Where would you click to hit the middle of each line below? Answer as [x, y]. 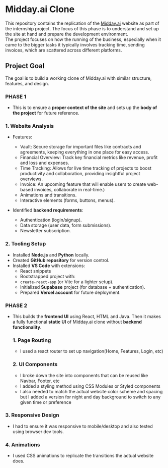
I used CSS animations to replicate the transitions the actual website [83, 456]
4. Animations [23, 444]
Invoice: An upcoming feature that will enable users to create [83, 184]
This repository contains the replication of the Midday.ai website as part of [82, 23]
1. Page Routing [32, 340]
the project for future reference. [46, 113]
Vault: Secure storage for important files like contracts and [80, 147]
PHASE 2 [16, 305]
